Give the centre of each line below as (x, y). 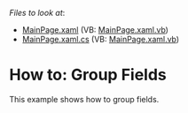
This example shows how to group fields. (84, 99)
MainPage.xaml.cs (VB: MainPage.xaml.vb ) (101, 39)
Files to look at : (37, 13)
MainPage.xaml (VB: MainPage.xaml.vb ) (95, 30)
